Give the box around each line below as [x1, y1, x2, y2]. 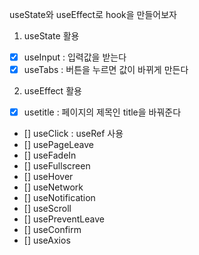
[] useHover [23, 171, 74, 183]
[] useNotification [23, 192, 96, 204]
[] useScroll [23, 203, 72, 215]
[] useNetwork [23, 181, 84, 193]
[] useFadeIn [23, 149, 77, 162]
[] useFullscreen [23, 160, 91, 172]
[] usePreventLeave [23, 213, 105, 225]
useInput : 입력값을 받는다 [23, 51, 127, 63]
